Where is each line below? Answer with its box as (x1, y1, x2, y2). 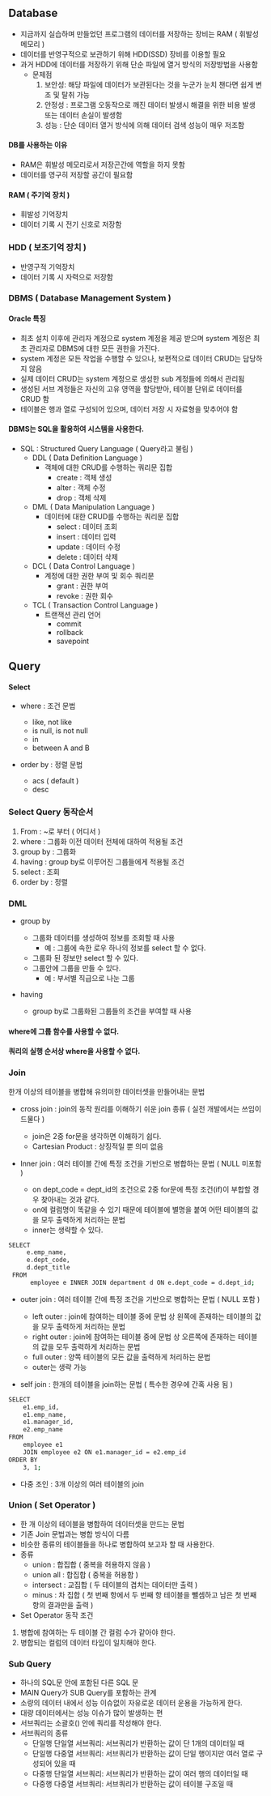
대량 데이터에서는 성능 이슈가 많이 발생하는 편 (19, 1709, 163, 1718)
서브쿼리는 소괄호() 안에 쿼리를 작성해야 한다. (19, 1718, 162, 1728)
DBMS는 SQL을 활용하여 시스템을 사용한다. (8, 424, 144, 434)
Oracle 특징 (8, 314, 46, 323)
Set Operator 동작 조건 (19, 1610, 94, 1619)
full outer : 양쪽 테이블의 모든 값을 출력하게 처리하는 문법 (32, 1352, 211, 1362)
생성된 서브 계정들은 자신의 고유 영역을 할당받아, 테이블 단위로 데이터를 (19, 384, 243, 394)
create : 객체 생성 (56, 472, 112, 482)
